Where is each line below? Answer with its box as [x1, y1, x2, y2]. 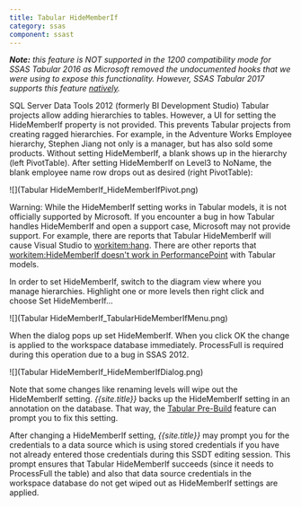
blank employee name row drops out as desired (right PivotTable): [9, 167, 253, 178]
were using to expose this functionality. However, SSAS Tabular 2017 [9, 74, 265, 84]
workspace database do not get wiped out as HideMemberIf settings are [9, 477, 279, 489]
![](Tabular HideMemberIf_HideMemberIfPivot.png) [9, 185, 199, 196]
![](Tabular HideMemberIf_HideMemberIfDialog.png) [9, 367, 204, 378]
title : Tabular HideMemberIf [9, 13, 119, 22]
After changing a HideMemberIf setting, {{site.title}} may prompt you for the [9, 430, 290, 441]
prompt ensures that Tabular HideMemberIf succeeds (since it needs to [9, 459, 274, 469]
